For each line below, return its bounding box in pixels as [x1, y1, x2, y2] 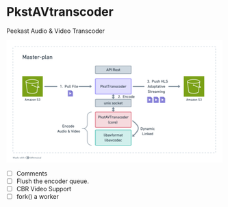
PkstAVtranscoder [6, 4, 114, 20]
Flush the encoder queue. [16, 177, 90, 185]
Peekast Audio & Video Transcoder [6, 27, 105, 35]
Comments [16, 169, 48, 178]
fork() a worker [16, 192, 59, 200]
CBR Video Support [16, 184, 72, 193]
